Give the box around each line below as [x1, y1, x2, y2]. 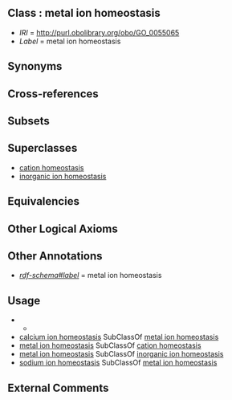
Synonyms [7, 59, 63, 73]
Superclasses [7, 141, 78, 155]
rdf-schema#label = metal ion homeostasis [18, 271, 162, 280]
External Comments [7, 381, 109, 394]
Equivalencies [7, 194, 79, 208]
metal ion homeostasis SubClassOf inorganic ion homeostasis [18, 349, 224, 359]
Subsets [7, 114, 50, 128]
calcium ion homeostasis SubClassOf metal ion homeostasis [18, 333, 219, 342]
